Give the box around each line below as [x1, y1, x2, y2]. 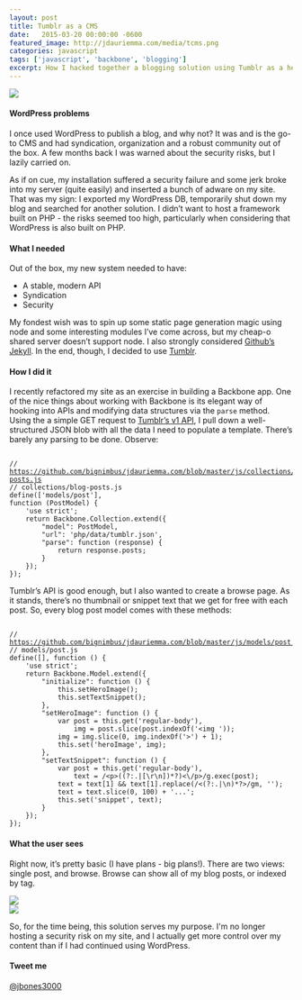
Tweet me [9, 960, 48, 971]
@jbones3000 [9, 980, 62, 991]
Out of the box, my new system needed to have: [9, 263, 187, 274]
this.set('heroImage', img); [57, 741, 167, 750]
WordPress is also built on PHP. [9, 223, 126, 233]
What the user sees [9, 839, 84, 850]
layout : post [9, 13, 58, 23]
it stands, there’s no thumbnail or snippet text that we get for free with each [9, 595, 289, 606]
